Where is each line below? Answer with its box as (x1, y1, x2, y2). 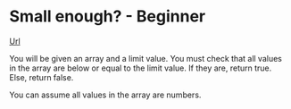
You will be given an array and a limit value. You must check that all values (9, 53, 283, 63)
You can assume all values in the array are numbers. (9, 89, 202, 100)
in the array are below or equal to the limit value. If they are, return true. (9, 63, 272, 73)
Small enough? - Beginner (9, 6, 206, 27)
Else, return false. (9, 71, 74, 82)
